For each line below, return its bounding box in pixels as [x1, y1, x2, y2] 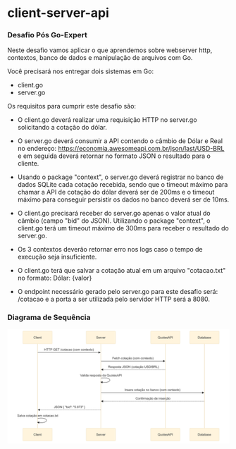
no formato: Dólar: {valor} [17, 273, 92, 283]
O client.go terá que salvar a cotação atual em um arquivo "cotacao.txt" [17, 266, 226, 275]
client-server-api [7, 5, 109, 21]
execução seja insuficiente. [17, 252, 97, 262]
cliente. [17, 159, 39, 168]
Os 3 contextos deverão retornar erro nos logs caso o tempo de [17, 245, 203, 254]
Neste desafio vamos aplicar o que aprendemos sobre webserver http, [7, 46, 213, 54]
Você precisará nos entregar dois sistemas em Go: [7, 67, 154, 75]
